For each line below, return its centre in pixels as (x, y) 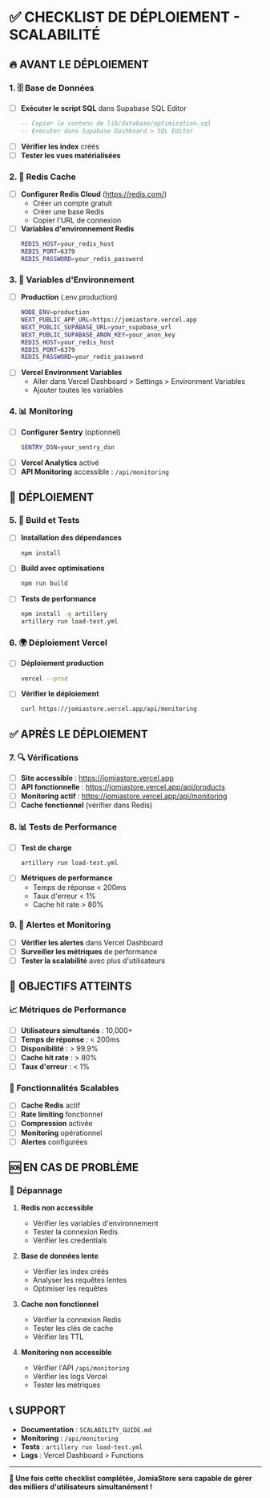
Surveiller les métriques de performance (89, 951)
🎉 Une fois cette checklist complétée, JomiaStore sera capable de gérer (131, 1479)
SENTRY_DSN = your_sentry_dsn (67, 447)
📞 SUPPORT (38, 1410)
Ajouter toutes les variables (78, 390)
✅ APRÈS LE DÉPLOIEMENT (79, 734)
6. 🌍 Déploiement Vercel (58, 643)
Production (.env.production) (69, 297)
